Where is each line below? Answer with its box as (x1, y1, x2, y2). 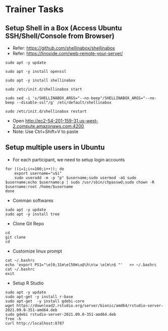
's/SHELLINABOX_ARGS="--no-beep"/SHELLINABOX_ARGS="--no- (32, 96, 157, 101)
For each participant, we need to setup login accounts (12, 156, 125, 162)
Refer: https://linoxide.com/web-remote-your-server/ (12, 51, 123, 56)
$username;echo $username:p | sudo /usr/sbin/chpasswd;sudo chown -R (5, 180, 155, 185)
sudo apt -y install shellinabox (5, 78, 76, 83)
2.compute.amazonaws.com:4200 (12, 123, 84, 129)
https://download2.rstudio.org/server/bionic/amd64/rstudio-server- (16, 303, 164, 308)
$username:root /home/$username (5, 184, 73, 189)
